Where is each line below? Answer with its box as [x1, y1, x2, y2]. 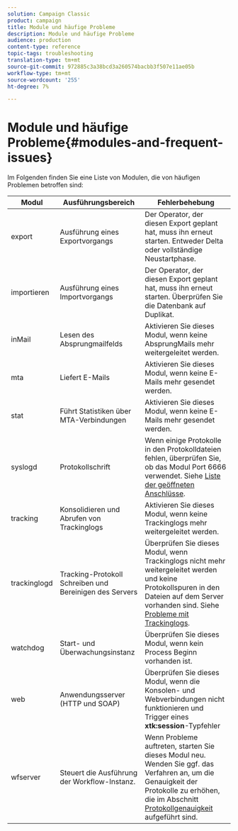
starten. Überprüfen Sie [144, 292, 223, 302]
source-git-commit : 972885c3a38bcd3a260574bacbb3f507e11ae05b [7, 63, 195, 70]
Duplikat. [144, 310, 175, 320]
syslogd [11, 462, 38, 472]
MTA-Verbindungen [59, 415, 127, 425]
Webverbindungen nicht [144, 694, 225, 704]
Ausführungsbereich [62, 198, 135, 208]
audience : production [7, 37, 72, 44]
